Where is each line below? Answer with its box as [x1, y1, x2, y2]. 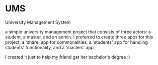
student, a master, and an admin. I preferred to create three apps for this [5, 34, 153, 40]
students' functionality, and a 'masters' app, [5, 44, 95, 50]
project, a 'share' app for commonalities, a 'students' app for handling [5, 39, 148, 45]
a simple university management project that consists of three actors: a [5, 29, 151, 34]
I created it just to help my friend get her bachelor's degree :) [5, 54, 130, 60]
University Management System [5, 19, 71, 25]
